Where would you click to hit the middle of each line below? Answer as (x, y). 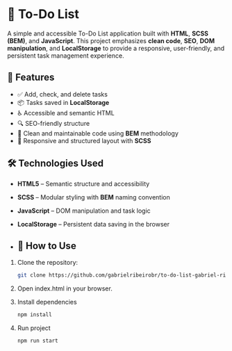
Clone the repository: (48, 263)
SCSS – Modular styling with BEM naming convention (93, 197)
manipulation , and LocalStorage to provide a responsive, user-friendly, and (116, 48)
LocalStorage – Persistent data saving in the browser (93, 224)
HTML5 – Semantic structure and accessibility (83, 183)
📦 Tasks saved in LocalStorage (63, 102)
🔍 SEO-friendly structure (53, 123)
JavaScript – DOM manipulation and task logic (84, 211)
